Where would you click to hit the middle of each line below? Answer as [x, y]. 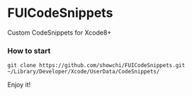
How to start [29, 51]
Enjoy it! [19, 85]
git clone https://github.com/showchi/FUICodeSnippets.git [96, 66]
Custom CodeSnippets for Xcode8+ [60, 32]
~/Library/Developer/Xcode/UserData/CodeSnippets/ [84, 72]
